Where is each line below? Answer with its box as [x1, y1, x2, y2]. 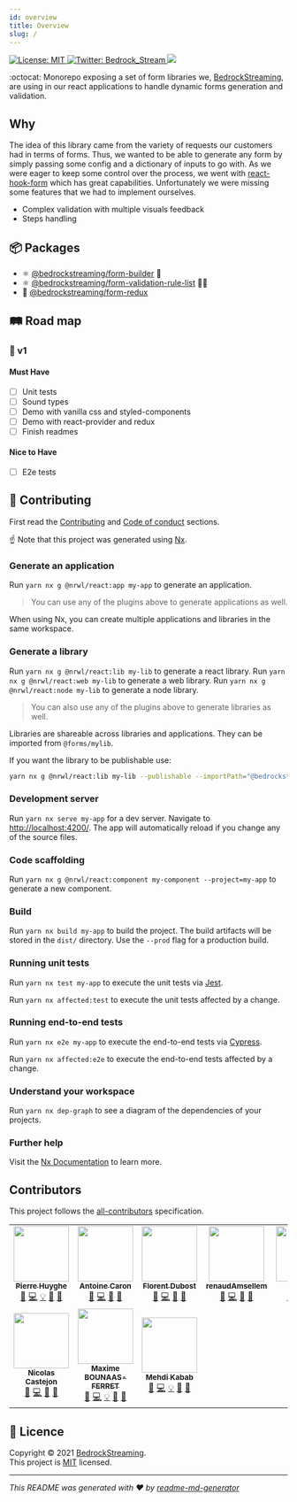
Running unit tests [9, 957, 90, 969]
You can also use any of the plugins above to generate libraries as [30, 701, 271, 712]
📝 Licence [9, 1424, 65, 1439]
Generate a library [9, 645, 88, 658]
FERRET [91, 1382, 120, 1391]
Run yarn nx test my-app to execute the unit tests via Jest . [9, 977, 224, 988]
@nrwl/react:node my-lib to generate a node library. [9, 684, 199, 695]
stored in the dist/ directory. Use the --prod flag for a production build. [9, 935, 270, 945]
